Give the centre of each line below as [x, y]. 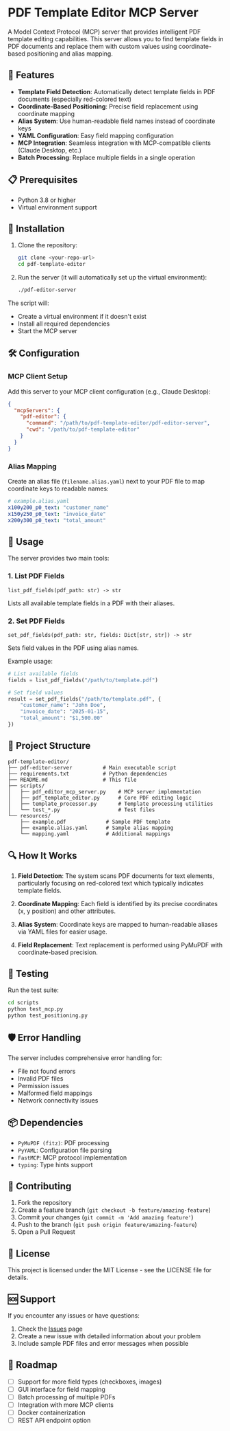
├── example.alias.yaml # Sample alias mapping [97, 828]
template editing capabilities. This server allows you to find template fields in [116, 38]
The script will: [29, 303]
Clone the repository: [48, 245]
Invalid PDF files [40, 1078]
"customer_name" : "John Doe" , [63, 706]
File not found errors [47, 1071]
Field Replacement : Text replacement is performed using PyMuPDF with [120, 945]
